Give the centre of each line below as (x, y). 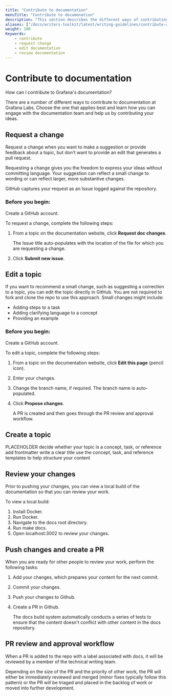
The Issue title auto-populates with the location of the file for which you (88, 243)
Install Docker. (28, 512)
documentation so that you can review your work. (58, 492)
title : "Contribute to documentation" (47, 10)
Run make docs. (30, 528)
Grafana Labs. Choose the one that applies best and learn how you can (80, 108)
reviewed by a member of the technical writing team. (61, 662)
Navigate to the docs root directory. (50, 522)
